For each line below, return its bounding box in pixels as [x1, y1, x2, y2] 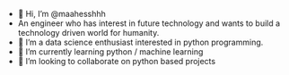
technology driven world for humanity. [17, 28, 160, 37]
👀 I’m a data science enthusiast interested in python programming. [17, 37, 264, 47]
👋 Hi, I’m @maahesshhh [17, 9, 106, 19]
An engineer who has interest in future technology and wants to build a [17, 18, 281, 29]
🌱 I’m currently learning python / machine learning [17, 46, 204, 57]
